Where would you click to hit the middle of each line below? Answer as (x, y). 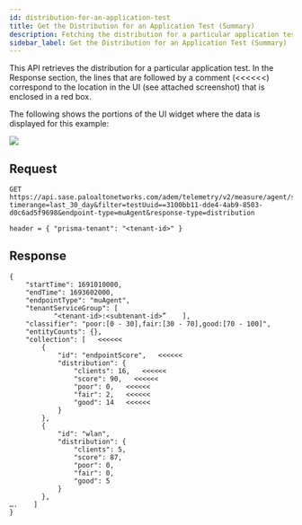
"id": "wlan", (84, 433)
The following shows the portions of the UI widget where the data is (135, 114)
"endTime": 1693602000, (70, 293)
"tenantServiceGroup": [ (72, 308)
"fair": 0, (94, 473)
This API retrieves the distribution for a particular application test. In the (142, 68)
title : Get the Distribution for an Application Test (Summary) (132, 26)
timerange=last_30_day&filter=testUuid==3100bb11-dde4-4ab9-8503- (136, 206)
